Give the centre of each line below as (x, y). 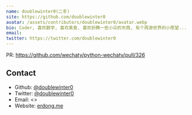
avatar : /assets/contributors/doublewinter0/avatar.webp (77, 22)
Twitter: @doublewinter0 (44, 93)
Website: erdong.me (39, 106)
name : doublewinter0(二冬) (38, 11)
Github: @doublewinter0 (44, 87)
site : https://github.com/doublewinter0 (56, 17)
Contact (21, 73)
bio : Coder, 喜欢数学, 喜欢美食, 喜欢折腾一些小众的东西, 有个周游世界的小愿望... (97, 28)
